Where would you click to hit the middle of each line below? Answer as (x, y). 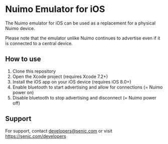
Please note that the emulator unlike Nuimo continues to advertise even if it (83, 38)
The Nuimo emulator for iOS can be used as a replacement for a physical (80, 23)
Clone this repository (34, 71)
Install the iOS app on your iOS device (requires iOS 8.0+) (72, 81)
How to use (23, 59)
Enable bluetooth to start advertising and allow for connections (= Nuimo (88, 87)
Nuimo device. (20, 28)
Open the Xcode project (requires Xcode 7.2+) (60, 76)
